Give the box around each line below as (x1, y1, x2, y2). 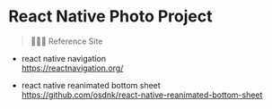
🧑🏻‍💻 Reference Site (30, 36, 103, 46)
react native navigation (21, 53, 107, 63)
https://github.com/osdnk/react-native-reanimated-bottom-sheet (21, 89, 263, 100)
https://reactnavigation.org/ (21, 63, 124, 73)
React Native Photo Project (8, 6, 213, 27)
